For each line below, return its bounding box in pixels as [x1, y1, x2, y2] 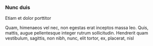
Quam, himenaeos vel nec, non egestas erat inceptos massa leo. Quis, [5, 25, 149, 31]
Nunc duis [5, 4, 31, 11]
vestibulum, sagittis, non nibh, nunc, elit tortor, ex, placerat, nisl [5, 35, 134, 41]
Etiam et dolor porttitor [5, 15, 51, 21]
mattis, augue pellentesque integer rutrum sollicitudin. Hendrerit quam [5, 30, 149, 36]
